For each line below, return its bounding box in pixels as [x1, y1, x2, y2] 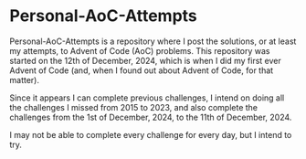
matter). [9, 74, 39, 85]
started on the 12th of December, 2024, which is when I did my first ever [9, 55, 281, 66]
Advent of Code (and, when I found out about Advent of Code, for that [9, 65, 274, 76]
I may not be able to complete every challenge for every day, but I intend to [9, 129, 292, 140]
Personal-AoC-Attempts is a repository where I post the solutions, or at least [9, 36, 297, 47]
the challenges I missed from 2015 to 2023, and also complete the [9, 101, 259, 112]
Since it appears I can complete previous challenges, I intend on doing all [9, 92, 285, 103]
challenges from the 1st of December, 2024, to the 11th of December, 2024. [9, 111, 292, 122]
